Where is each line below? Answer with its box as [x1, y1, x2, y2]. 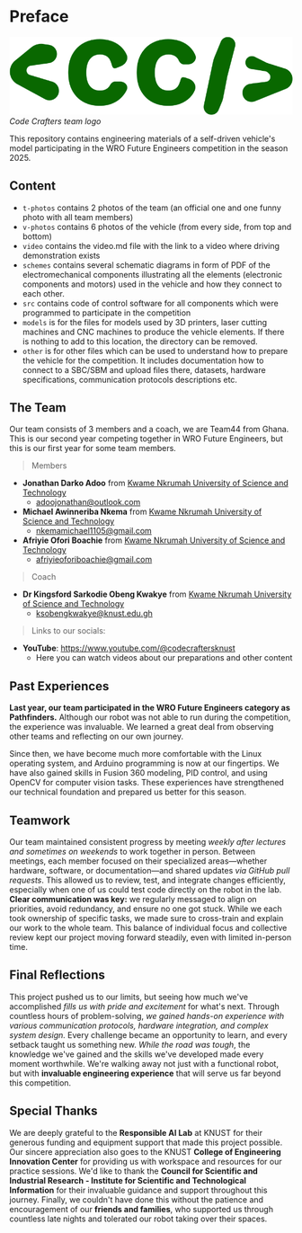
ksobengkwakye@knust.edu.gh [35, 608, 153, 619]
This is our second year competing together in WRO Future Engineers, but [9, 433, 283, 444]
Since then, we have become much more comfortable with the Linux [9, 749, 262, 759]
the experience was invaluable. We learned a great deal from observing [9, 722, 274, 732]
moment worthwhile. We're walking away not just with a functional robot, [9, 1058, 279, 1069]
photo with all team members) [22, 211, 134, 222]
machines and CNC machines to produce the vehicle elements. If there [22, 326, 285, 337]
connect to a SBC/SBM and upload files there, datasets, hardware [22, 364, 267, 375]
